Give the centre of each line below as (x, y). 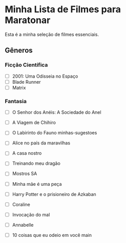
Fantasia (16, 101)
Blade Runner (27, 82)
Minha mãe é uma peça (37, 184)
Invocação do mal (31, 214)
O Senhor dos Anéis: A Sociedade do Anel (57, 112)
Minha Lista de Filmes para (63, 9)
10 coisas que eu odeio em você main (52, 235)
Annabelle (23, 225)
